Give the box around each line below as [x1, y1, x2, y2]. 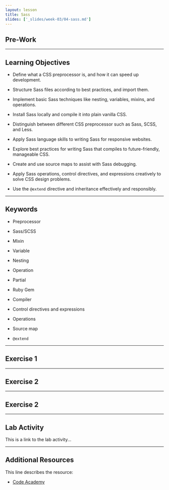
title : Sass [5, 12, 30, 17]
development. [12, 77, 41, 83]
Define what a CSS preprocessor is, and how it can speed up [12, 71, 139, 77]
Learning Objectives [5, 58, 70, 67]
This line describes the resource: [5, 469, 73, 475]
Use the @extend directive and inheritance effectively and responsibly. [12, 186, 157, 191]
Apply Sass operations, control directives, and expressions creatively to [12, 171, 161, 176]
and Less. [12, 127, 33, 132]
